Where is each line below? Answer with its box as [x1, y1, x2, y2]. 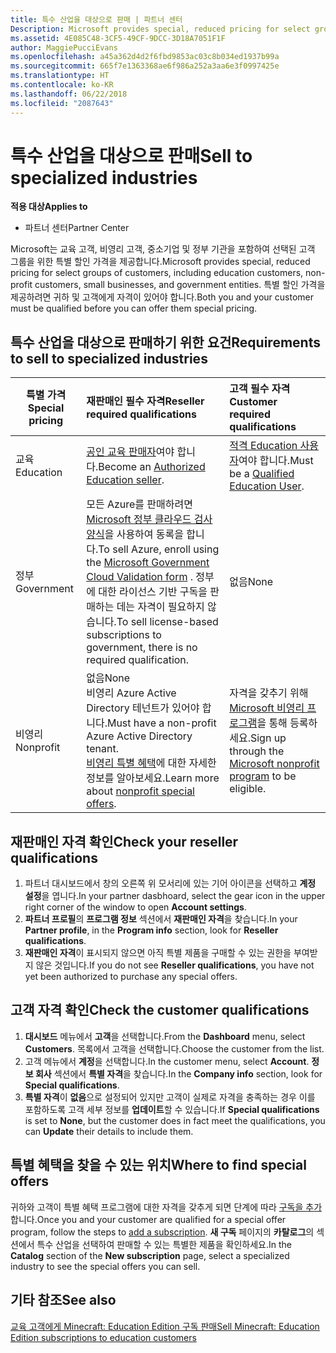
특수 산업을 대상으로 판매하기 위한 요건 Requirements [10, 334, 321, 351]
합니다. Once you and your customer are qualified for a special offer [10, 1213, 287, 1225]
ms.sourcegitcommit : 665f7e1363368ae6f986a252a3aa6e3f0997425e [10, 61, 280, 71]
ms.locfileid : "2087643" [10, 98, 114, 108]
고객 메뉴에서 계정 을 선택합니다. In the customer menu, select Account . [24, 1055, 310, 1067]
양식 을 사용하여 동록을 [86, 527, 184, 541]
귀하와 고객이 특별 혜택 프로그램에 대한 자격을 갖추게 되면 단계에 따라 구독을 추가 [10, 1201, 323, 1213]
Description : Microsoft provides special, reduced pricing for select [10, 24, 311, 34]
